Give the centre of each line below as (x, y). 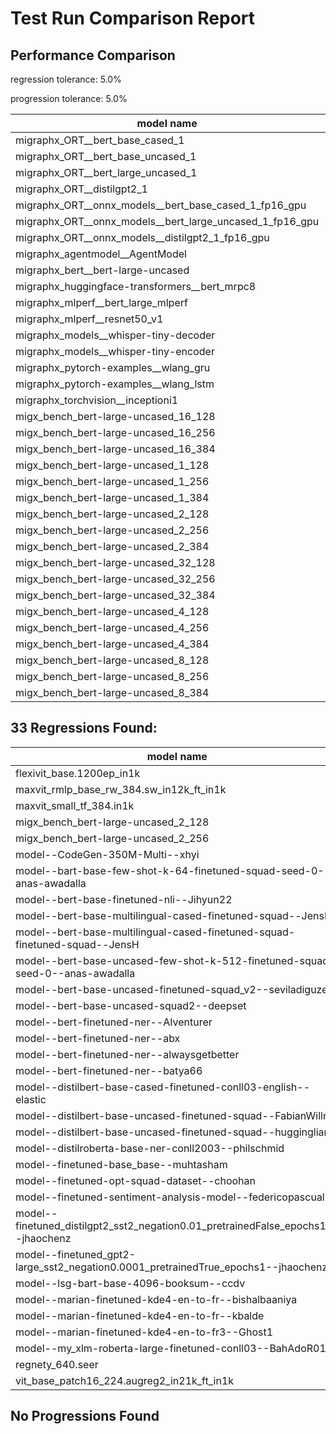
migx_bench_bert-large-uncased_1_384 (112, 497)
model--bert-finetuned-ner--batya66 (109, 1070)
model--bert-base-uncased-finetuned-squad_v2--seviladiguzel (173, 989)
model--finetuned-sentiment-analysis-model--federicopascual (170, 1197)
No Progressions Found (85, 1416)
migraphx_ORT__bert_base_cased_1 (100, 140)
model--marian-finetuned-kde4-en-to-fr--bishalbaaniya (156, 1299)
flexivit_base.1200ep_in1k (78, 773)
